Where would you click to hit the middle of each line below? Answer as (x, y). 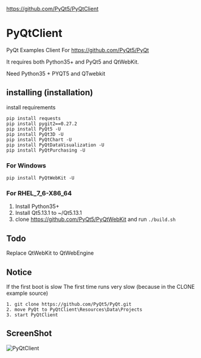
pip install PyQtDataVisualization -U (55, 145)
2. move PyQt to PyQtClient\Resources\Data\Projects (74, 309)
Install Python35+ (37, 206)
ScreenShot (29, 333)
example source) (27, 293)
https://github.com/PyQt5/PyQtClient (53, 9)
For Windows (26, 165)
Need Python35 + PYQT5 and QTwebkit (56, 73)
